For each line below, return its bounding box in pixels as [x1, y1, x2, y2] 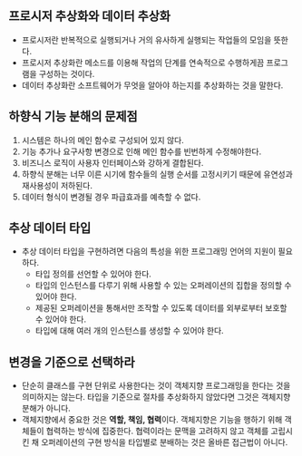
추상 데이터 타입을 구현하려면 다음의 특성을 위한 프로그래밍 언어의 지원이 [21, 246, 277, 257]
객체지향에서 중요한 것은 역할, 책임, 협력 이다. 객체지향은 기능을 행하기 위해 [21, 414, 283, 425]
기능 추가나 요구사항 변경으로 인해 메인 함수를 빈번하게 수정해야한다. [21, 146, 262, 157]
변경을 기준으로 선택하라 [8, 354, 135, 370]
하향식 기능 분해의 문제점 [8, 109, 138, 124]
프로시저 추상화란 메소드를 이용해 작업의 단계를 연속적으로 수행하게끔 [21, 57, 265, 68]
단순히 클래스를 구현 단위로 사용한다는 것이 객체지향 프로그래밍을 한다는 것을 [21, 380, 291, 392]
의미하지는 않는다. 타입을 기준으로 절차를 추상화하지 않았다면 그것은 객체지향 [21, 392, 291, 403]
